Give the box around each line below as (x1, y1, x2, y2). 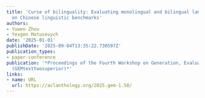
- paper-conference (6, 54, 56, 60)
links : (6, 71, 23, 77)
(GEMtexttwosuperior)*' (12, 65, 72, 72)
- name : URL (6, 77, 37, 83)
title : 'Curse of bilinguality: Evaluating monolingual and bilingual (6, 9, 190, 15)
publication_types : (6, 49, 56, 55)
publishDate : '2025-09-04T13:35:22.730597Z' (6, 43, 121, 49)
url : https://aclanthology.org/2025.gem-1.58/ (12, 83, 132, 89)
